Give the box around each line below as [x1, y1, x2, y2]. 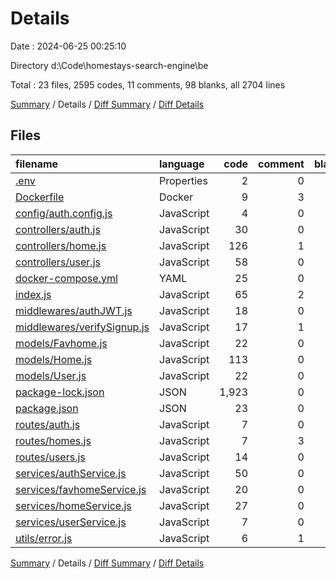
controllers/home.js [15, 238, 107, 252]
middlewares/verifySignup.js [15, 320, 150, 334]
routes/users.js [15, 450, 86, 464]
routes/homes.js [15, 433, 92, 447]
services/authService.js [15, 466, 127, 480]
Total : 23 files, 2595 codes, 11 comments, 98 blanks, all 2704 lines [10, 78, 286, 91]
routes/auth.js [15, 417, 81, 431]
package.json [15, 401, 79, 415]
